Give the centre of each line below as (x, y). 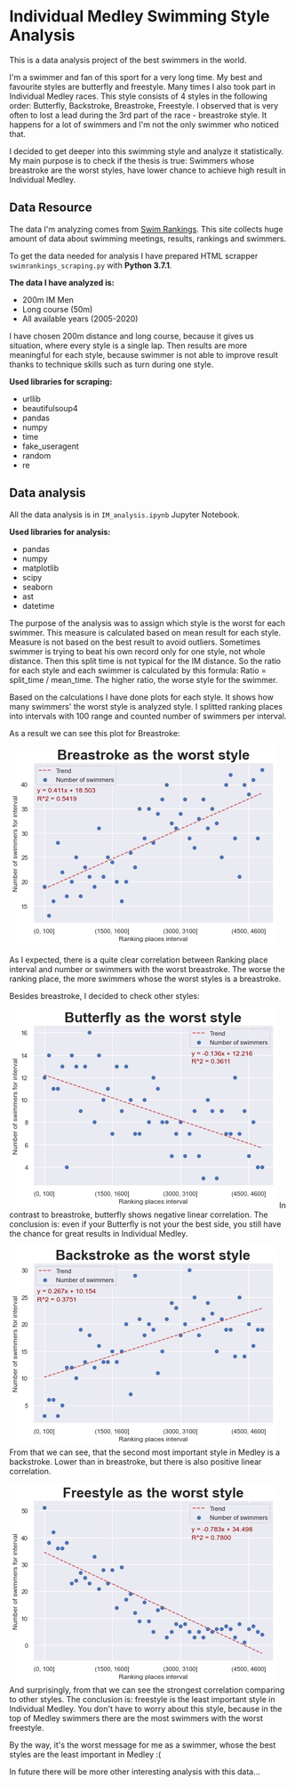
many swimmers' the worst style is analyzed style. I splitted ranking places (146, 706)
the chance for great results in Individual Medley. (99, 1233)
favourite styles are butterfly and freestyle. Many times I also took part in (143, 86)
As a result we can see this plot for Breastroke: (95, 733)
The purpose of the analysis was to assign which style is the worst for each (147, 623)
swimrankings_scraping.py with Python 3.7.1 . (91, 265)
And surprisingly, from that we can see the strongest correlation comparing (147, 1690)
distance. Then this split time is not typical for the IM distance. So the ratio (145, 661)
